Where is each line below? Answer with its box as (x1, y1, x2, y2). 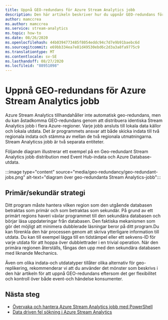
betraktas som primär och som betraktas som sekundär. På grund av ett (5, 207, 153, 213)
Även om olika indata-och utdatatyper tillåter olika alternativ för (5, 259, 135, 266)
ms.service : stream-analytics (5, 26, 68, 31)
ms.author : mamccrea (5, 21, 48, 27)
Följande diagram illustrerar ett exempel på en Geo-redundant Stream (5, 148, 148, 154)
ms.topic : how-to (5, 31, 41, 36)
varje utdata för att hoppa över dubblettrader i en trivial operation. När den (5, 239, 158, 245)
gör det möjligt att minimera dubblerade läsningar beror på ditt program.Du (5, 223, 159, 229)
